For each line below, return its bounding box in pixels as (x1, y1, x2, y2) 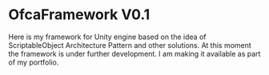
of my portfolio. (8, 57, 59, 67)
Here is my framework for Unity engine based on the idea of (8, 32, 207, 41)
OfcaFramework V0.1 (8, 6, 151, 24)
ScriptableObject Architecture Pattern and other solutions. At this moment (8, 40, 252, 49)
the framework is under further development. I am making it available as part (8, 49, 261, 58)
